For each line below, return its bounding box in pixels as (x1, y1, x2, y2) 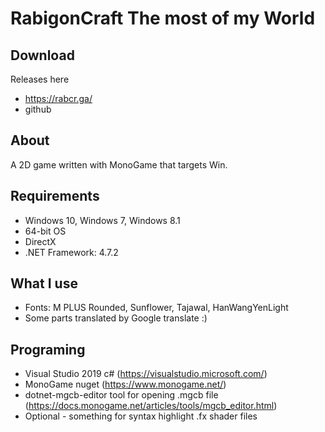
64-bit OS (24, 225, 67, 237)
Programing (10, 341, 86, 358)
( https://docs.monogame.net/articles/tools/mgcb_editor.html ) (24, 400, 278, 412)
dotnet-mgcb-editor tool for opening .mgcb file (24, 389, 219, 401)
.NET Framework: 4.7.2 (24, 246, 119, 258)
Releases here (10, 73, 70, 85)
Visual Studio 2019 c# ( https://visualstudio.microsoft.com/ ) (24, 368, 268, 380)
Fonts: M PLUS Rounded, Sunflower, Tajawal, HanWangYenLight (24, 302, 289, 314)
